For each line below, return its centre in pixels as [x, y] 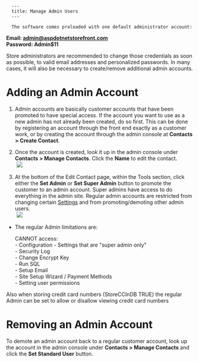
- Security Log [32, 251]
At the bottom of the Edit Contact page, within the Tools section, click [100, 177]
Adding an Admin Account [72, 92]
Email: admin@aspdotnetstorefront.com [57, 38]
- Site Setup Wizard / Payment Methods [63, 276]
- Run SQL [27, 264]
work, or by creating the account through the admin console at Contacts [104, 134]
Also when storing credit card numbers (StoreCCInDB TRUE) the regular [94, 294]
